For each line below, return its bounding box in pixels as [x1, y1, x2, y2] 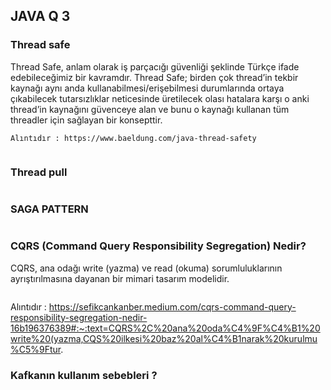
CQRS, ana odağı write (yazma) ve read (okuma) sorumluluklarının [10, 262, 283, 274]
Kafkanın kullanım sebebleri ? [10, 368, 158, 382]
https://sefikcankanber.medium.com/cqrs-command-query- [48, 300, 297, 313]
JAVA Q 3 [10, 8, 71, 25]
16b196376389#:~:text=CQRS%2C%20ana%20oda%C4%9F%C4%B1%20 [10, 322, 321, 334]
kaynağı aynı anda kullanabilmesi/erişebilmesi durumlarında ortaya [10, 82, 285, 94]
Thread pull [10, 165, 68, 179]
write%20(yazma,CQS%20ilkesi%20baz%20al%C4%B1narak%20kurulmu [10, 332, 318, 344]
